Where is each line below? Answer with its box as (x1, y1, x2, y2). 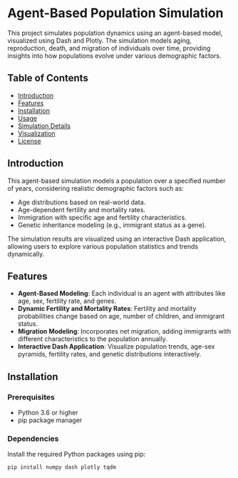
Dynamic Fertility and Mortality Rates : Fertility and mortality (17, 304, 197, 313)
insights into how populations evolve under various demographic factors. (7, 51, 222, 60)
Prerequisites (7, 392, 55, 402)
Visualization (17, 129, 56, 137)
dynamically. (7, 249, 45, 258)
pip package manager (17, 416, 83, 424)
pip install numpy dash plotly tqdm (7, 464, 116, 471)
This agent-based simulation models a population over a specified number (7, 176, 226, 185)
